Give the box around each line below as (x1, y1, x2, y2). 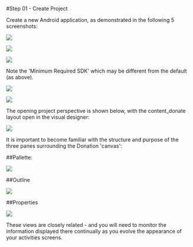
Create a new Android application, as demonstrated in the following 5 (6, 17, 175, 23)
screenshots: (6, 23, 38, 30)
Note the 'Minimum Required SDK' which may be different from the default (6, 67, 187, 74)
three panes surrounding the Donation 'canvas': (6, 142, 122, 149)
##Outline (6, 177, 31, 183)
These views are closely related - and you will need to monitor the (6, 222, 167, 228)
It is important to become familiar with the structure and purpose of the (6, 136, 179, 143)
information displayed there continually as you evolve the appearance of (6, 227, 182, 235)
